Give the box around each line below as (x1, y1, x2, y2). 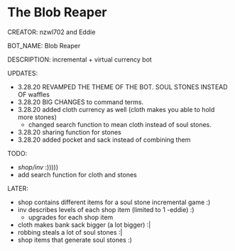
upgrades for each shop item (28, 213, 114, 221)
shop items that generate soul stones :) (17, 235, 133, 244)
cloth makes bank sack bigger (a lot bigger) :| (17, 221, 151, 229)
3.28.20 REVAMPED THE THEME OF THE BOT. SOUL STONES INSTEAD (17, 82, 229, 91)
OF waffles (17, 90, 50, 99)
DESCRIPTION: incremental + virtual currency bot (7, 55, 153, 64)
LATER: (7, 184, 28, 192)
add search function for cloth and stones (17, 170, 137, 179)
